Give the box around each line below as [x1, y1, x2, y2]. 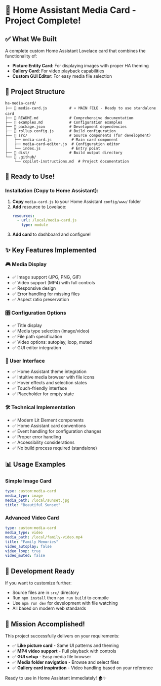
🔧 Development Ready [5, 567, 75, 575]
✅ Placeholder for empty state [12, 391, 74, 397]
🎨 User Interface [5, 358, 45, 365]
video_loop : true [5, 548, 41, 554]
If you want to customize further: [5, 580, 72, 586]
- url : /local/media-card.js [17, 218, 77, 223]
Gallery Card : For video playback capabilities [12, 68, 105, 74]
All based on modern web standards [12, 605, 86, 611]
